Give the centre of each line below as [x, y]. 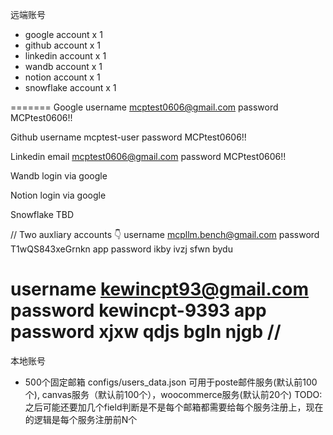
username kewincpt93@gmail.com [159, 289]
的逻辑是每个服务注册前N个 [81, 419]
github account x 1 [63, 45]
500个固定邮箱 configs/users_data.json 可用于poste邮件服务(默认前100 [171, 382]
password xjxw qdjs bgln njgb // [146, 332]
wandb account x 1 [63, 66]
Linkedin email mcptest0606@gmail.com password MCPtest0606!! [148, 156]
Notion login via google [58, 195]
